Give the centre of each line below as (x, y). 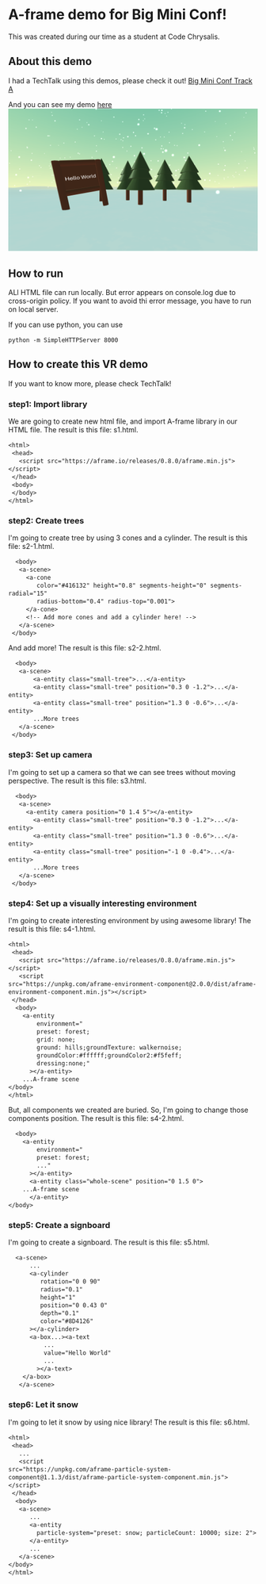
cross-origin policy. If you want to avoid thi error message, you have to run (130, 301)
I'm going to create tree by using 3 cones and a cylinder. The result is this (128, 538)
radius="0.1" (61, 1290)
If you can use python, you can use (66, 324)
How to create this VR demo (78, 364)
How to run (36, 273)
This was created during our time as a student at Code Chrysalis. (114, 36)
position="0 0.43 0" (74, 1306)
